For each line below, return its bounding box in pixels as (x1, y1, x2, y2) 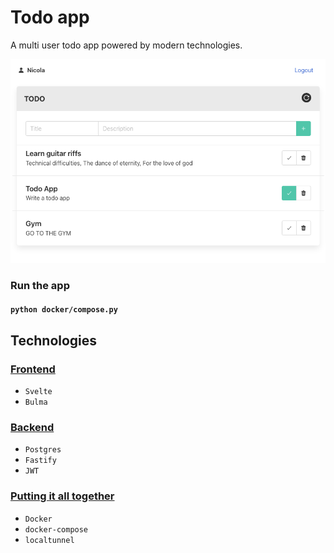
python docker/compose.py (10, 305, 118, 315)
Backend (10, 421, 55, 435)
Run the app (10, 278, 70, 292)
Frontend (10, 362, 56, 376)
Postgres (24, 445, 62, 455)
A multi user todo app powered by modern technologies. (10, 39, 243, 51)
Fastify (24, 456, 57, 466)
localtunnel (24, 535, 75, 545)
